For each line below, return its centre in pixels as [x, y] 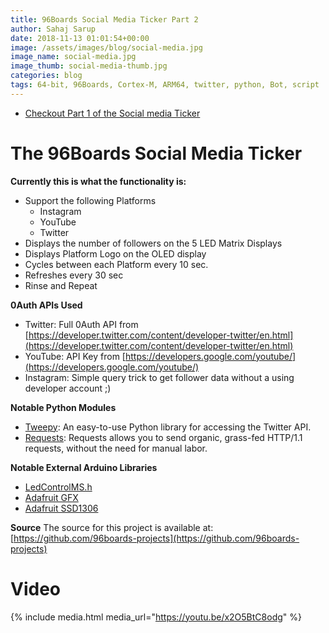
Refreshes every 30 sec [74, 275]
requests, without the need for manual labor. [116, 448]
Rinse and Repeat [61, 285]
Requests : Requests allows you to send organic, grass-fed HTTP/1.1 [163, 437]
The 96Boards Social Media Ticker [156, 153]
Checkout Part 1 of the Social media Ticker [112, 113]
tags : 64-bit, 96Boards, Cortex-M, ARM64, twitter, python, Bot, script [165, 85]
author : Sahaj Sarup [53, 29]
